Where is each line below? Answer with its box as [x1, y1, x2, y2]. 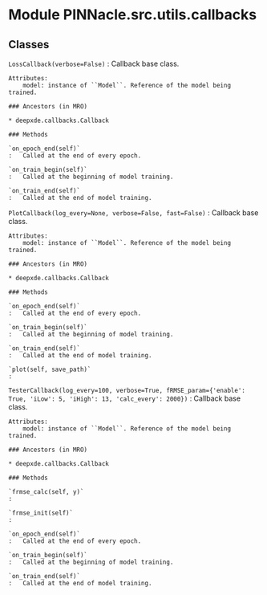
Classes [8, 38, 50, 51]
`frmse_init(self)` [8, 509, 74, 517]
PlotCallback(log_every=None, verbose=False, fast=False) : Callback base [8, 208, 259, 218]
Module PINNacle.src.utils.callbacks [8, 6, 257, 24]
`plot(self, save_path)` [8, 365, 91, 373]
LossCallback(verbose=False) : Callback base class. [8, 59, 180, 68]
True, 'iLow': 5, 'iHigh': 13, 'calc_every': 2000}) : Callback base [8, 393, 241, 403]
